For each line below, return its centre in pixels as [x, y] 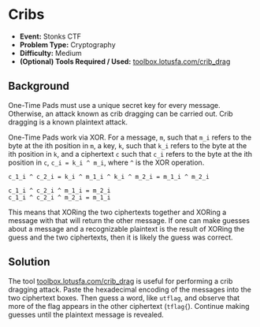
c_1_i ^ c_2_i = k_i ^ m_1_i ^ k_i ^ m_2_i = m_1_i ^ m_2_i [109, 177]
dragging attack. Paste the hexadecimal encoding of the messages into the [130, 289]
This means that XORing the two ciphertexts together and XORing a [117, 212]
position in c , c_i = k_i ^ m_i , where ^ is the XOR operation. [106, 162]
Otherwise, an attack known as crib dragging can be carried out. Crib [121, 113]
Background [39, 86]
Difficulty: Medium [50, 53]
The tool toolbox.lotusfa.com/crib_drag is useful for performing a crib [121, 281]
